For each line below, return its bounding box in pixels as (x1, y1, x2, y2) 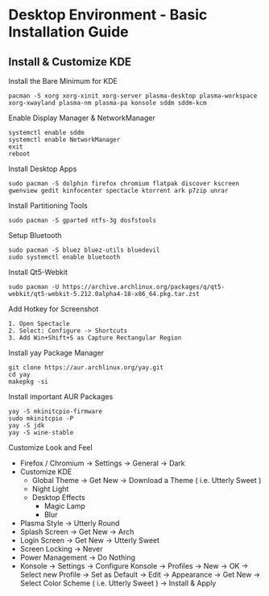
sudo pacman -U (8, 283, 60, 291)
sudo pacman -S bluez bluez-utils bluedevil (8, 246, 160, 254)
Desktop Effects (31, 493, 86, 502)
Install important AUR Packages (8, 392, 114, 401)
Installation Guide (8, 23, 129, 41)
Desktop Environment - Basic (8, 6, 208, 24)
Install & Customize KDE (8, 55, 131, 69)
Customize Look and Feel (8, 443, 93, 452)
